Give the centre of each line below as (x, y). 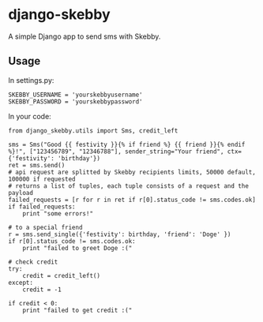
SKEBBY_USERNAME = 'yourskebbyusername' (76, 95)
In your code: (30, 116)
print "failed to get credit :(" (77, 310)
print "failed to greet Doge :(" (77, 248)
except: (21, 283)
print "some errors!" (58, 213)
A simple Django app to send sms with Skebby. (85, 36)
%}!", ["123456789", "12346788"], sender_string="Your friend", (116, 152)
